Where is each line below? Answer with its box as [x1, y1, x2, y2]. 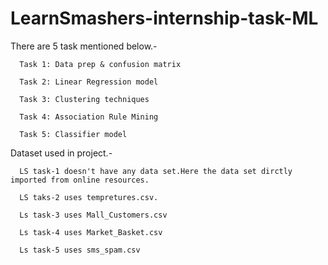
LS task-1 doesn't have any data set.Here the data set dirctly [19, 166, 293, 176]
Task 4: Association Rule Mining [19, 112, 159, 122]
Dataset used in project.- [10, 147, 113, 159]
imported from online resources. [10, 175, 150, 185]
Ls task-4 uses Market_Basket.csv [19, 227, 163, 237]
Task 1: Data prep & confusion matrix [19, 59, 182, 69]
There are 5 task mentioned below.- [10, 40, 158, 52]
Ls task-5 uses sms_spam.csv [19, 245, 141, 255]
